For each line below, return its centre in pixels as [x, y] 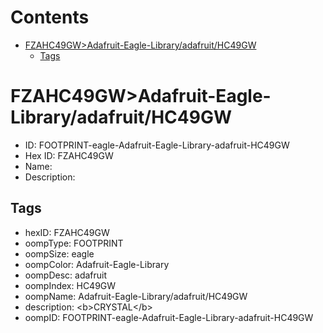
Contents [50, 17]
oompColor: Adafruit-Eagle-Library [97, 264]
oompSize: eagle [59, 253]
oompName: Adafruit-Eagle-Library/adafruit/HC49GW [136, 296]
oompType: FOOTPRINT [74, 243]
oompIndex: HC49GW [70, 285]
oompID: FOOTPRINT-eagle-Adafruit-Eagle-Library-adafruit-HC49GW [169, 317]
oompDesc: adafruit [66, 275]
